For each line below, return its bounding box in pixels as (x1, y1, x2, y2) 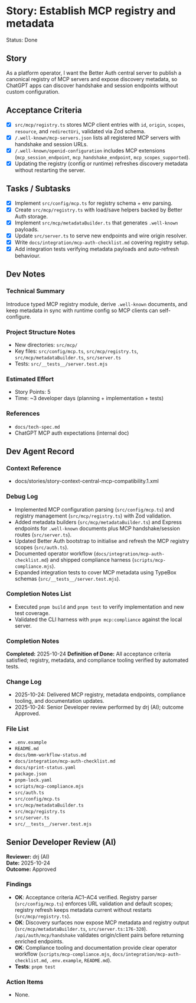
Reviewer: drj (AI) (6, 853, 50, 860)
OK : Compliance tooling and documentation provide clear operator (14, 944, 177, 951)
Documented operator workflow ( (14, 549, 96, 557)
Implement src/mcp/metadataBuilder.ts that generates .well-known (14, 219, 178, 226)
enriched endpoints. (14, 937, 64, 945)
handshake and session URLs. (14, 140, 89, 147)
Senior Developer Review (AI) (6, 837, 116, 847)
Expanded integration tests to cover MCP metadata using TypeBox (14, 568, 177, 576)
